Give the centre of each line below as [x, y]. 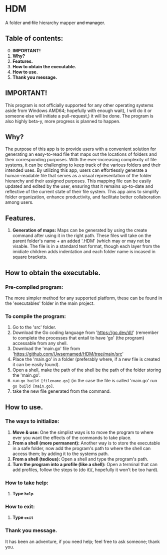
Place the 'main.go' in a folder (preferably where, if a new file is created [86, 359]
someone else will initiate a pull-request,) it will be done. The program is [79, 116]
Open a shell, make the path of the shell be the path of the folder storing [87, 370]
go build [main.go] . [33, 386]
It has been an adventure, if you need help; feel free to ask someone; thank [82, 541]
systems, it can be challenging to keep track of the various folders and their [83, 165]
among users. [19, 202]
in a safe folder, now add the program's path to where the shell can [81, 448]
